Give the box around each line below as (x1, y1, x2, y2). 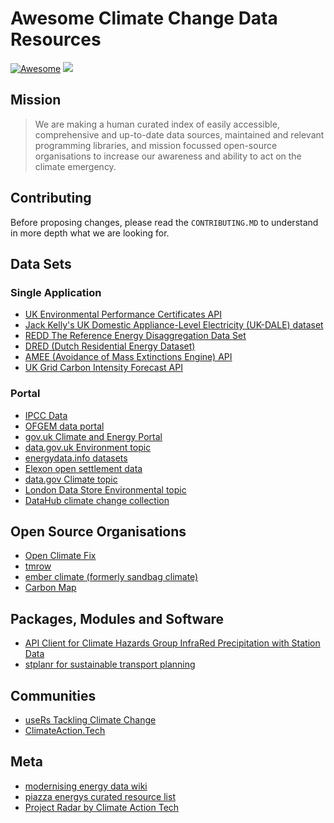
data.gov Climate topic (24, 473, 118, 485)
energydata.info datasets (24, 452, 128, 464)
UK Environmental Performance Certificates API (24, 308, 222, 321)
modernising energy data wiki (24, 780, 148, 792)
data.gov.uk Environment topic (24, 441, 152, 453)
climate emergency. (34, 160, 117, 172)
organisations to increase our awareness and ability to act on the (34, 150, 302, 162)
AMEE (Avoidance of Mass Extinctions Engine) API (24, 351, 233, 363)
